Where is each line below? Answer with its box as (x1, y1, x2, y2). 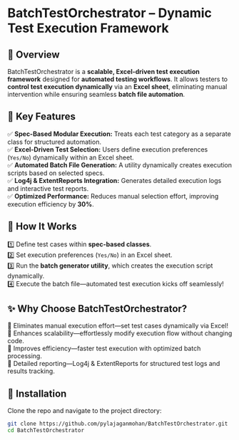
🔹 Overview (7, 48, 60, 61)
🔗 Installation (7, 387, 67, 399)
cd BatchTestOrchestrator (7, 427, 84, 434)
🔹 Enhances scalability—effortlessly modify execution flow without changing (7, 329, 233, 337)
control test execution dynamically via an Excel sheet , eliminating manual (7, 83, 228, 90)
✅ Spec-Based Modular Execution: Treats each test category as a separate (7, 130, 232, 138)
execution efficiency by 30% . (7, 199, 94, 208)
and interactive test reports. (7, 184, 89, 193)
